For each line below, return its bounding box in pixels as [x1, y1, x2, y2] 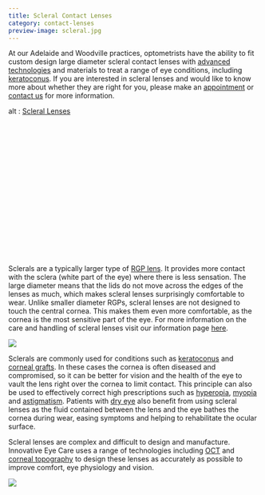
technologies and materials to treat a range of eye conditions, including [8, 66, 243, 75]
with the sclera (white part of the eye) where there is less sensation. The [8, 272, 247, 281]
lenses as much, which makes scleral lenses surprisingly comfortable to [8, 289, 245, 298]
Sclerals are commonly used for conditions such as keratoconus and [8, 353, 234, 363]
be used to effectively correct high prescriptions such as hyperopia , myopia [8, 387, 257, 397]
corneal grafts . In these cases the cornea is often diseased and [8, 361, 216, 372]
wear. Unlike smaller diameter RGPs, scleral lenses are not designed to [8, 297, 241, 307]
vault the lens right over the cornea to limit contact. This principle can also [8, 379, 253, 389]
